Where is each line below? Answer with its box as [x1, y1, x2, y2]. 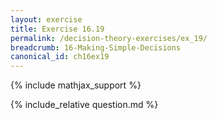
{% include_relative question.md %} [10, 99, 159, 111]
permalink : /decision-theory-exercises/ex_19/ [10, 33, 208, 43]
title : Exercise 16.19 [10, 24, 105, 34]
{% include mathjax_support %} [10, 79, 142, 91]
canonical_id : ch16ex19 [10, 52, 110, 62]
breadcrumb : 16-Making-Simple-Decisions [10, 42, 182, 53]
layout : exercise [10, 14, 83, 25]
